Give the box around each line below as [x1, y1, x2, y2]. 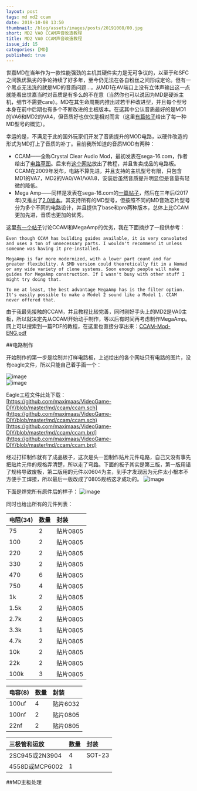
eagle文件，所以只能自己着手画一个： [11, 361, 102, 368]
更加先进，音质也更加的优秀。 [14, 211, 87, 218]
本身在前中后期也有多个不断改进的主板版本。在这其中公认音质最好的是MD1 [6, 106, 186, 113]
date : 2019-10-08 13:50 [6, 19, 64, 25]
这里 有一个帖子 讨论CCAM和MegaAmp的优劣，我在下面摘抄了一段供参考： [6, 223, 186, 230]
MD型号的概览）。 [6, 120, 48, 127]
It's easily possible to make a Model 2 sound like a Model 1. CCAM [6, 291, 177, 298]
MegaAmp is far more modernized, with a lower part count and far [6, 256, 172, 262]
